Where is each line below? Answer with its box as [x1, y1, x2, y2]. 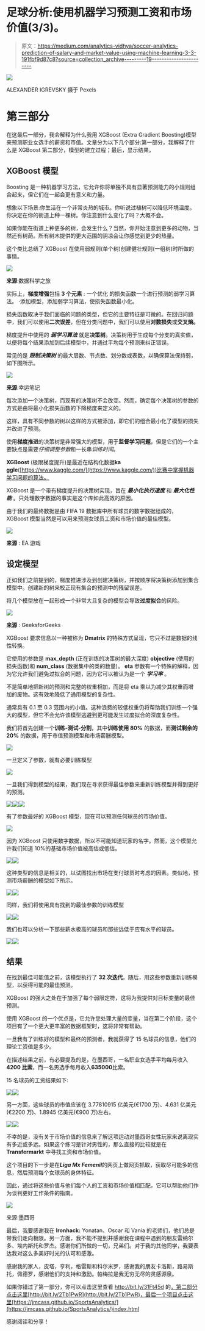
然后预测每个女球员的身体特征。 [16, 1169, 98, 1176]
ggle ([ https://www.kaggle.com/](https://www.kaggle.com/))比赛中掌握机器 [6, 466, 195, 473]
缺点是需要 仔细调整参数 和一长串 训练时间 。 [11, 445, 119, 453]
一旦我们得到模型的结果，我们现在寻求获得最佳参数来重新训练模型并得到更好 [6, 780, 199, 787]
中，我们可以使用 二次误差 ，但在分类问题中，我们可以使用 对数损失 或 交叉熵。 [6, 318, 199, 325]
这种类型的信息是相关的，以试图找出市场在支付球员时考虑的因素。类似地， [6, 869, 193, 876]
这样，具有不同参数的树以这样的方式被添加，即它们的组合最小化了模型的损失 [6, 417, 199, 425]
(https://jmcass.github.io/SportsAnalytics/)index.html [6, 1305, 140, 1313]
